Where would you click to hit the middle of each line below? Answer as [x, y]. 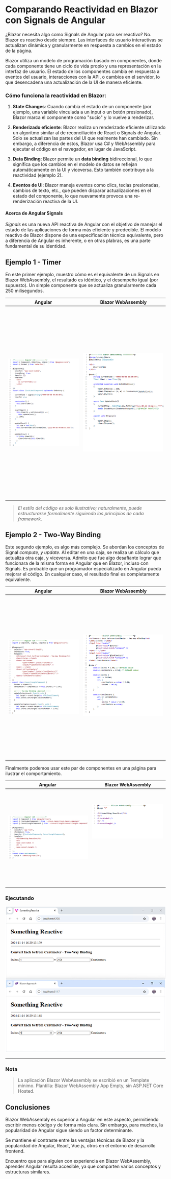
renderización [27, 201]
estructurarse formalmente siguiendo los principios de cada [81, 513]
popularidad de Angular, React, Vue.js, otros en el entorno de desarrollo [81, 1146]
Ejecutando [20, 898]
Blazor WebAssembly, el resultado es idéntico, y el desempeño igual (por [82, 280]
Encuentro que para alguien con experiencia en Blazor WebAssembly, [78, 1161]
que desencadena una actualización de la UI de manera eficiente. [74, 82]
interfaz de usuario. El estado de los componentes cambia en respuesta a [82, 71]
